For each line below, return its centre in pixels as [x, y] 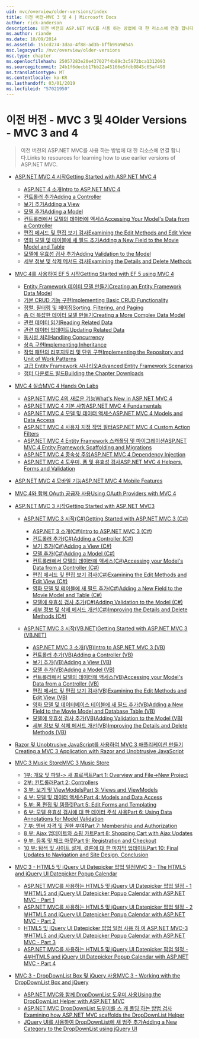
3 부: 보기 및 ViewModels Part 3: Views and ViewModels [91, 789]
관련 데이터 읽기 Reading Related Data [68, 322]
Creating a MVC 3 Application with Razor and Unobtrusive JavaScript [99, 751]
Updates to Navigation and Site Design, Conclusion [86, 855]
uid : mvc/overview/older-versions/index [57, 12]
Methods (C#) [49, 616]
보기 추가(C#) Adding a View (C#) [72, 546]
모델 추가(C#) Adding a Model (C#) [74, 553]
